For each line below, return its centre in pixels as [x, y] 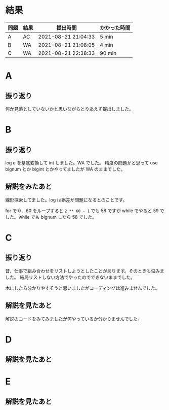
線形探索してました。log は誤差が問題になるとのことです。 [66, 200]
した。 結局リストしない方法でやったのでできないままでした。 [70, 277]
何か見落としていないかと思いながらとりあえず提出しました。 [70, 109]
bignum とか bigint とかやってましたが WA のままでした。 [65, 169]
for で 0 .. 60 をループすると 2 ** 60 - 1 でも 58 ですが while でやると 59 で [85, 211]
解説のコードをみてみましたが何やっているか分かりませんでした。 [74, 319]
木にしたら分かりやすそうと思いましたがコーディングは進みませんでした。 [82, 288]
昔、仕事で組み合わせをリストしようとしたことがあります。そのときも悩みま [85, 271]
